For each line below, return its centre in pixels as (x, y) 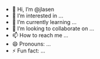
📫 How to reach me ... (40, 35)
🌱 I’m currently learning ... (44, 22)
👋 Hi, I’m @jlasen (33, 9)
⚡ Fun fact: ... (28, 51)
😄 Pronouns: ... (32, 44)
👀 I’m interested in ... (38, 16)
